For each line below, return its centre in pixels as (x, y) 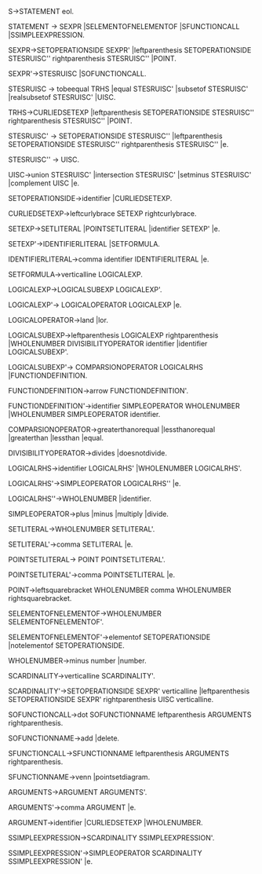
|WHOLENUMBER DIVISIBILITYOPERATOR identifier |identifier (108, 344)
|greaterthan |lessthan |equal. (56, 438)
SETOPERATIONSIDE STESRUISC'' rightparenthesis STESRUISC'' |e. (118, 144)
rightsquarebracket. (40, 598)
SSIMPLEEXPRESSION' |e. (50, 861)
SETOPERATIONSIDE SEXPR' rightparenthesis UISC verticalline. (111, 699)
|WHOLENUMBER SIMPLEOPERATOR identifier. (84, 414)
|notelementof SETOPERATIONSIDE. (67, 645)
